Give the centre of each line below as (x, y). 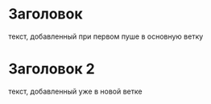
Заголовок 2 (52, 69)
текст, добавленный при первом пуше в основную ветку (106, 36)
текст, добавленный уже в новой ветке (75, 91)
